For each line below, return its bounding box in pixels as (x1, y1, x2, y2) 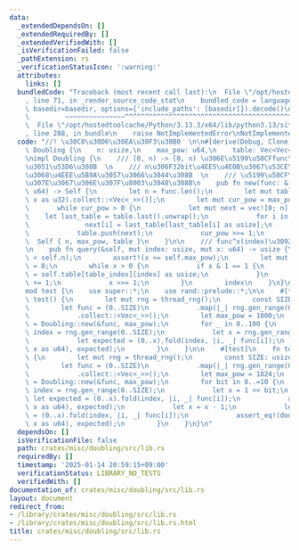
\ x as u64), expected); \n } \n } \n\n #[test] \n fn (25, 344, 280, 353)
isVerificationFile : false (17, 436, 117, 445)
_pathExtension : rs (17, 54, 90, 63)
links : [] (25, 79, 62, 88)
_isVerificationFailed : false (17, 46, 129, 55)
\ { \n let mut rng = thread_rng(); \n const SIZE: (25, 353, 269, 362)
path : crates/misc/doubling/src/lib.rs (17, 444, 166, 453)
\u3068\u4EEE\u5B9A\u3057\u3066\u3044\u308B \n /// (25, 170, 238, 179)
